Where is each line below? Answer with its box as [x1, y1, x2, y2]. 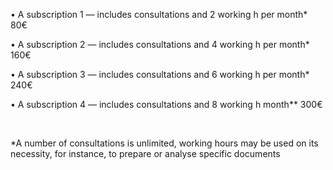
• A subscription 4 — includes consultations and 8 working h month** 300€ [10, 99, 323, 110]
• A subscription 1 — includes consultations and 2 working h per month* [10, 9, 308, 20]
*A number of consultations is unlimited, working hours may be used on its [10, 137, 319, 149]
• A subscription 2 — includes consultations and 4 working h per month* [10, 39, 310, 50]
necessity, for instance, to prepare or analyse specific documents [10, 148, 281, 159]
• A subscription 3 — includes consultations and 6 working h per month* [10, 69, 310, 80]
